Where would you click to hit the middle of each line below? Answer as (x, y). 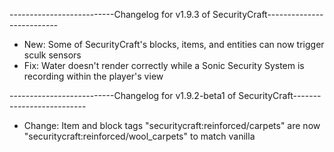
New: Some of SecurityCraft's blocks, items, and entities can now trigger (174, 44)
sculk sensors (52, 55)
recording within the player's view (93, 76)
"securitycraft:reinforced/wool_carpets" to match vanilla (139, 136)
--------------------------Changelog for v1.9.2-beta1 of (123, 95)
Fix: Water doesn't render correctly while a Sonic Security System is (164, 65)
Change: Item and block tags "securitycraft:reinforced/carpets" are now (172, 125)
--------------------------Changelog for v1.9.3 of (110, 14)
